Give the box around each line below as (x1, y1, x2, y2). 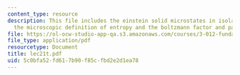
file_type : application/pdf (7, 37, 91, 44)
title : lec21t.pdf (7, 51, 62, 58)
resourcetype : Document (7, 44, 79, 51)
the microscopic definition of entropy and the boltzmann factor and (14, 24, 225, 31)
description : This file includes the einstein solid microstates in (7, 17, 216, 24)
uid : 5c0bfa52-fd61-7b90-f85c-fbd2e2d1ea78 (7, 57, 139, 64)
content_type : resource (7, 10, 79, 18)
